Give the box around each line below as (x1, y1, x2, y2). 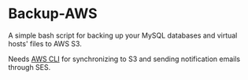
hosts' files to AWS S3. (8, 38, 83, 48)
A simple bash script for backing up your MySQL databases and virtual (8, 31, 238, 40)
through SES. (8, 62, 51, 71)
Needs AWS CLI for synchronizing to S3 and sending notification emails (8, 54, 241, 64)
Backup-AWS (8, 5, 98, 23)
